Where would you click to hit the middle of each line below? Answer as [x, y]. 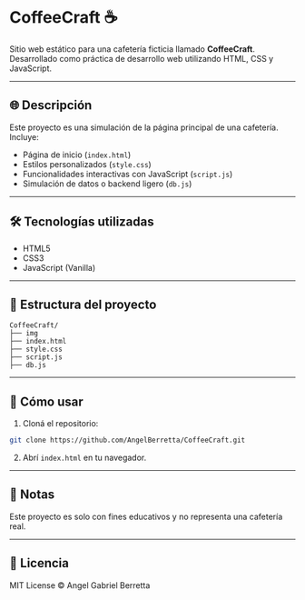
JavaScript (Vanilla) [59, 267]
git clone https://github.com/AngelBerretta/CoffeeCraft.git [128, 440]
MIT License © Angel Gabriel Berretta [80, 585]
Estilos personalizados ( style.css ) [87, 164]
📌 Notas [32, 495]
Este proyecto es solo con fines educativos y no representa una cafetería [146, 516]
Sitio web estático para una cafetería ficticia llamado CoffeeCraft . [133, 49]
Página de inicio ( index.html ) [77, 155]
